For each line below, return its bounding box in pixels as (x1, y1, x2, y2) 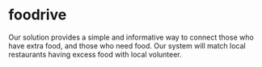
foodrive (8, 6, 67, 24)
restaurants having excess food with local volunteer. (8, 49, 182, 59)
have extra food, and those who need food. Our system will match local (8, 40, 246, 50)
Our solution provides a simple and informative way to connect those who (8, 32, 255, 42)
